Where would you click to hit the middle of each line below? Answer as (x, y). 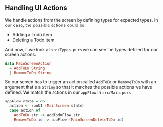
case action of (25, 111)
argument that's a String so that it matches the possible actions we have (79, 87)
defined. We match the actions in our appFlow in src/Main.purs (68, 92)
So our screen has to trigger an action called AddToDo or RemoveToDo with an (81, 82)
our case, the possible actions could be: (45, 25)
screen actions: (21, 54)
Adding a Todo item (32, 34)
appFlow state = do (25, 102)
